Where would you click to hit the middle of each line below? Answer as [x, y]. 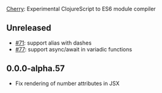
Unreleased [29, 28]
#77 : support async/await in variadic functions [74, 49]
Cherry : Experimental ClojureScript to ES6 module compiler [81, 9]
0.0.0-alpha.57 [36, 69]
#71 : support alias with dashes [53, 43]
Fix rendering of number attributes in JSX [67, 83]
